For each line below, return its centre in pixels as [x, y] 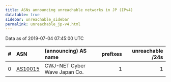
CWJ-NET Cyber [65, 66]
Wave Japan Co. [64, 72]
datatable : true [22, 15]
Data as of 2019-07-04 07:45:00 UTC [45, 38]
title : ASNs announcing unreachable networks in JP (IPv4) [69, 10]
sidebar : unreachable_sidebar [37, 19]
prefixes [112, 54]
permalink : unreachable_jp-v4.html [43, 24]
